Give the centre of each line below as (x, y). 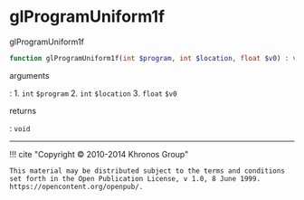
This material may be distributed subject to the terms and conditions (147, 171)
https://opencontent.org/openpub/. (76, 186)
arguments (29, 75)
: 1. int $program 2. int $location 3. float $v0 (94, 93)
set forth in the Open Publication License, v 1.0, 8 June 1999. (135, 178)
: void (20, 128)
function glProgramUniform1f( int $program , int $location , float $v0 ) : (149, 58)
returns (23, 110)
